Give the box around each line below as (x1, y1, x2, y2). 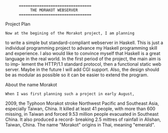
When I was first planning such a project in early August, (5, 92, 135, 97)
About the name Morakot (5, 82, 57, 87)
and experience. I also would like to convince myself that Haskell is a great (5, 51, 160, 56)
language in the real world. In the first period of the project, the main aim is (5, 56, 161, 62)
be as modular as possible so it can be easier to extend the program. (5, 72, 148, 78)
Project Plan (5, 21, 30, 27)
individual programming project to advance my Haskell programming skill (5, 45, 158, 51)
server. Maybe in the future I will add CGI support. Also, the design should (5, 67, 159, 72)
